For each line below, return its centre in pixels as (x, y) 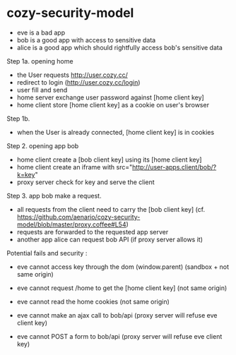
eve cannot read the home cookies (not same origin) (93, 301)
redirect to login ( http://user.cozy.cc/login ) (78, 82)
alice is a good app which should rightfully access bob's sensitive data (120, 47)
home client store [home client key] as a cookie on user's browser (113, 104)
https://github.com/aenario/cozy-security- (78, 217)
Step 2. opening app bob (43, 145)
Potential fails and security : (47, 253)
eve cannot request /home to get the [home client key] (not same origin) (122, 288)
